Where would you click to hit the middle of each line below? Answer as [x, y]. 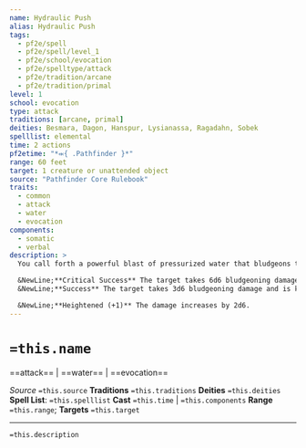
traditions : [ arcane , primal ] [67, 120]
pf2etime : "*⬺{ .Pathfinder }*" [71, 153]
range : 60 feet [38, 162]
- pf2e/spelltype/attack [65, 69]
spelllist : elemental [51, 137]
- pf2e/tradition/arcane [65, 78]
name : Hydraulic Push [51, 18]
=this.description [44, 434]
